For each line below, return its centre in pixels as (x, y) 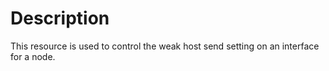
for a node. (33, 56)
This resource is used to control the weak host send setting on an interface (165, 46)
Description (60, 18)
